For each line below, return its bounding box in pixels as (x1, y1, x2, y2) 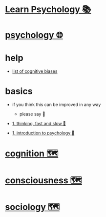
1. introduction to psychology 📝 (12, 130, 75, 136)
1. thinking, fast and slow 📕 (12, 121, 66, 127)
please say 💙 (19, 111, 45, 117)
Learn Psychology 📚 (5, 4, 91, 15)
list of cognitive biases (12, 68, 58, 74)
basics (5, 86, 33, 97)
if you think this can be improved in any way (12, 102, 101, 108)
